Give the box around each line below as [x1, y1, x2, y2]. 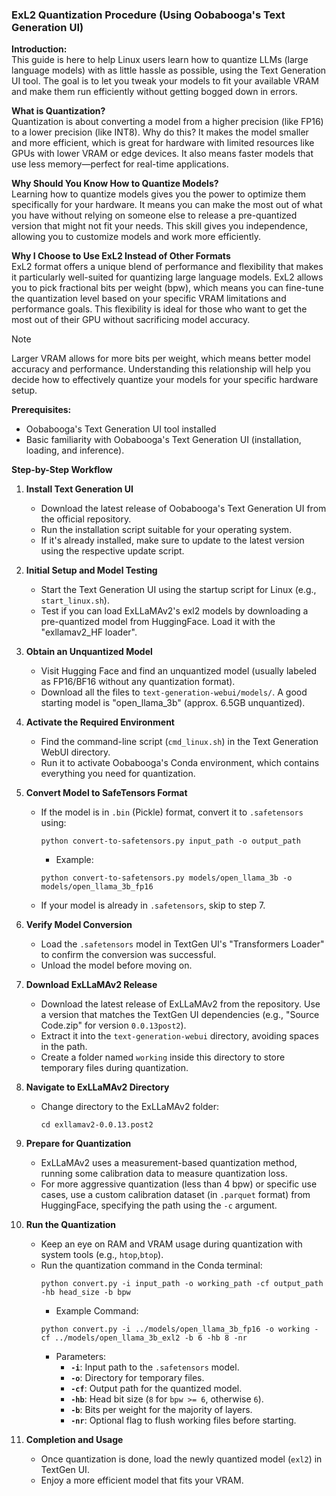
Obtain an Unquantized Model [25, 646, 153, 658]
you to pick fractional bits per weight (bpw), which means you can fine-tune [11, 282, 324, 294]
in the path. [40, 1041, 88, 1053]
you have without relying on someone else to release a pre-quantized [11, 209, 298, 222]
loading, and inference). [25, 444, 125, 457]
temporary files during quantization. [40, 1062, 189, 1074]
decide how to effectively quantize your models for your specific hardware [11, 374, 319, 386]
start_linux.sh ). [40, 594, 110, 607]
